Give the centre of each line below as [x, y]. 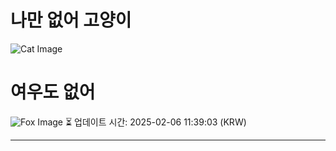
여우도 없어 [53, 92]
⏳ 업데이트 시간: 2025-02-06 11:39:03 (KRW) [155, 122]
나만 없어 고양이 [71, 20]
